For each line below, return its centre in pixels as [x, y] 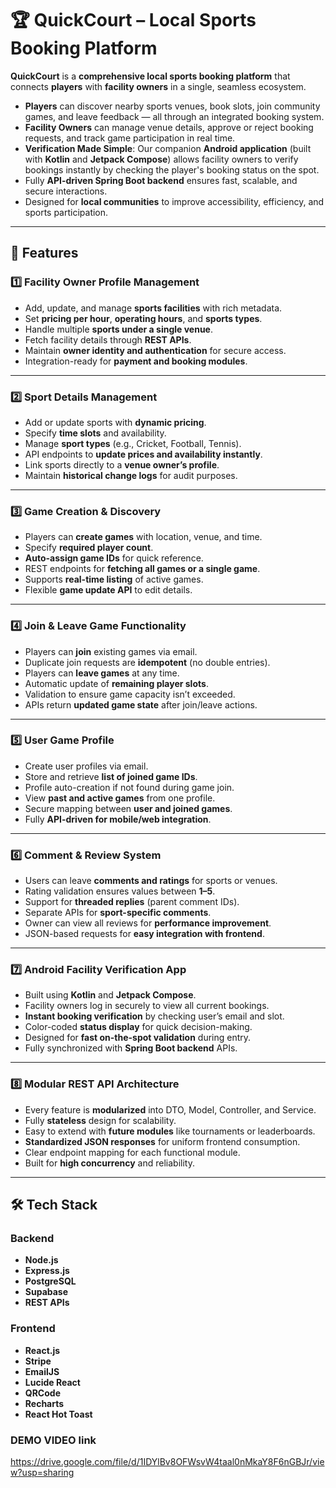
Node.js [41, 1260]
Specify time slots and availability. [95, 433]
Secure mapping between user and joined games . [128, 808]
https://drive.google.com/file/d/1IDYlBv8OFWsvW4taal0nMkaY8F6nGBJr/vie [167, 1461]
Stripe [38, 1361]
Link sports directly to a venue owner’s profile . [122, 464]
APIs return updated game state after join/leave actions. [141, 704]
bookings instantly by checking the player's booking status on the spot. [172, 169]
